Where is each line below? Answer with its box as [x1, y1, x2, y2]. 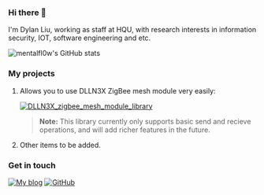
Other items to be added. [19, 140, 101, 149]
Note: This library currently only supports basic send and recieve [39, 116, 251, 126]
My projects [8, 68, 55, 79]
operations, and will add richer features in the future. [39, 125, 210, 134]
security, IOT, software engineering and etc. [8, 33, 151, 42]
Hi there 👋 [8, 7, 47, 18]
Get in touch [8, 160, 57, 171]
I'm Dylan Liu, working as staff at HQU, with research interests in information [8, 25, 257, 35]
